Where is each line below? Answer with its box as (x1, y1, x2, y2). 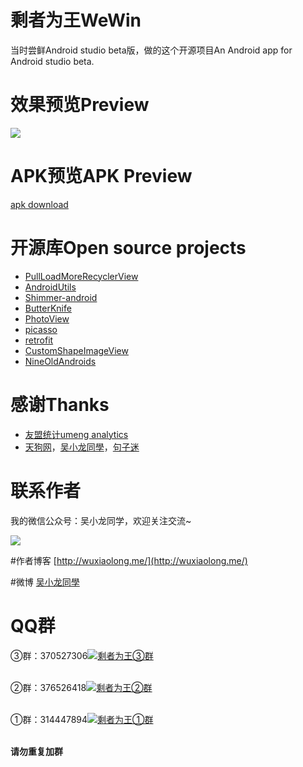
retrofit (24, 334, 54, 346)
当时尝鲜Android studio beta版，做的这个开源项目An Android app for (10, 44, 293, 56)
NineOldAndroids (24, 355, 97, 367)
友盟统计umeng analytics (24, 428, 129, 440)
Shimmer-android (24, 291, 98, 303)
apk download (10, 198, 69, 210)
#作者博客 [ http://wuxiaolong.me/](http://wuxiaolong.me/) (10, 554, 248, 566)
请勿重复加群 (10, 745, 63, 757)
